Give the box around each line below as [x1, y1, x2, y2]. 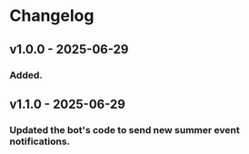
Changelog [9, 5, 95, 26]
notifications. [9, 135, 71, 148]
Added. [9, 69, 43, 82]
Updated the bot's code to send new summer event [9, 123, 240, 136]
